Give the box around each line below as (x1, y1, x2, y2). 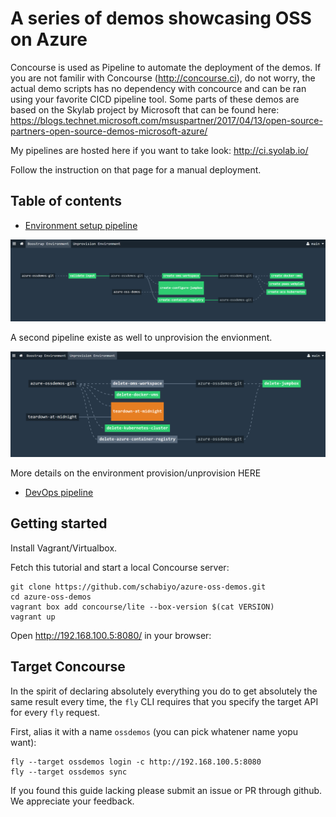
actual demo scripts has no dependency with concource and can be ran (10, 82, 307, 94)
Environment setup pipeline (24, 219, 138, 231)
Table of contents (10, 193, 122, 210)
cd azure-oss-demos (10, 592, 92, 602)
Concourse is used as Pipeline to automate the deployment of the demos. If (10, 61, 322, 73)
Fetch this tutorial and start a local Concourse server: (10, 561, 230, 573)
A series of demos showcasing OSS (10, 7, 312, 30)
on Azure (10, 28, 88, 51)
